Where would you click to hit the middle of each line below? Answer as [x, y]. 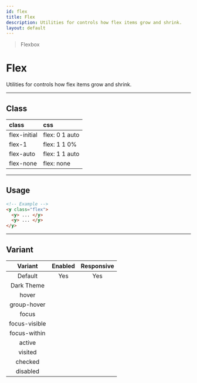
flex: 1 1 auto [61, 154]
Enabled [63, 266]
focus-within [28, 333]
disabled [28, 371]
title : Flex [21, 17]
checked [28, 362]
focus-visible [28, 323]
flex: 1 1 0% [60, 144]
